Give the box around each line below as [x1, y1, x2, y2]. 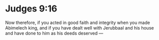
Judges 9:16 [5, 3, 57, 14]
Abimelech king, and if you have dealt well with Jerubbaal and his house [5, 24, 154, 30]
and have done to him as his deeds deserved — [5, 30, 103, 36]
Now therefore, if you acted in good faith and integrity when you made [5, 19, 150, 25]
